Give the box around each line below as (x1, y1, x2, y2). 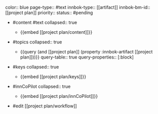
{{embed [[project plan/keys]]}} (20, 74, 87, 80)
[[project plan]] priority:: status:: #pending (5, 10, 93, 16)
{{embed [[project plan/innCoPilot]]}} (20, 93, 98, 99)
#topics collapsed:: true (12, 39, 62, 45)
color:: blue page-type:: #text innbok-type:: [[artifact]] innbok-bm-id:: (5, 5, 150, 10)
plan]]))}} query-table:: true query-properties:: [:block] (20, 54, 134, 60)
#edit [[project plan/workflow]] (12, 103, 77, 109)
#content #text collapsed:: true (12, 20, 77, 25)
